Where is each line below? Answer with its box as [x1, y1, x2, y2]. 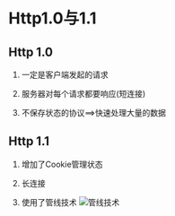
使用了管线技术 [21, 196, 77, 207]
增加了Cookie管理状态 [21, 159, 104, 169]
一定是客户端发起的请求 [21, 69, 109, 80]
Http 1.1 [8, 134, 50, 149]
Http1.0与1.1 [8, 8, 97, 29]
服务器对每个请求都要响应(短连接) [21, 89, 146, 99]
